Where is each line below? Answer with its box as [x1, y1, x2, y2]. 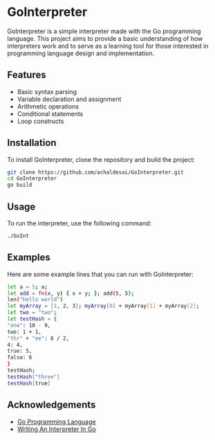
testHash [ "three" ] [7, 373, 60, 381]
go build [7, 181, 32, 189]
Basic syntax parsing [17, 87, 77, 95]
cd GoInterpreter [7, 175, 57, 182]
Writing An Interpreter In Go [17, 425, 97, 433]
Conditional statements [17, 109, 84, 118]
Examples [7, 252, 50, 264]
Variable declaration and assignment [17, 95, 122, 103]
